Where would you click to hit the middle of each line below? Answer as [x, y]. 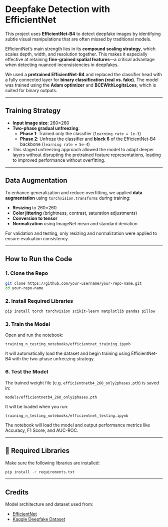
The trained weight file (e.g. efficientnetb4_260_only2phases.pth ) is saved [82, 383]
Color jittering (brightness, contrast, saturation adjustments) [75, 213]
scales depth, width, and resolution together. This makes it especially [76, 54]
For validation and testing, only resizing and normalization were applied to [81, 233]
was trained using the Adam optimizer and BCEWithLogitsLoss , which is [81, 85]
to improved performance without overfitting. [59, 160]
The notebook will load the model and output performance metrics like [78, 425]
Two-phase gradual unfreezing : [46, 128]
